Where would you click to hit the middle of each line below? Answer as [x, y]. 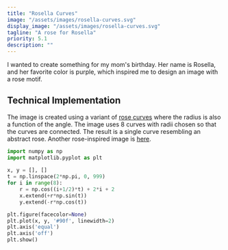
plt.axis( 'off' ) [30, 234]
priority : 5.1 [27, 39]
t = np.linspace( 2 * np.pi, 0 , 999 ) [56, 177]
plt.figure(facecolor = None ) [47, 214]
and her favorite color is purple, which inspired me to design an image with [113, 72]
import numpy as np [35, 151]
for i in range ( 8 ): [35, 183]
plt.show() [23, 240]
